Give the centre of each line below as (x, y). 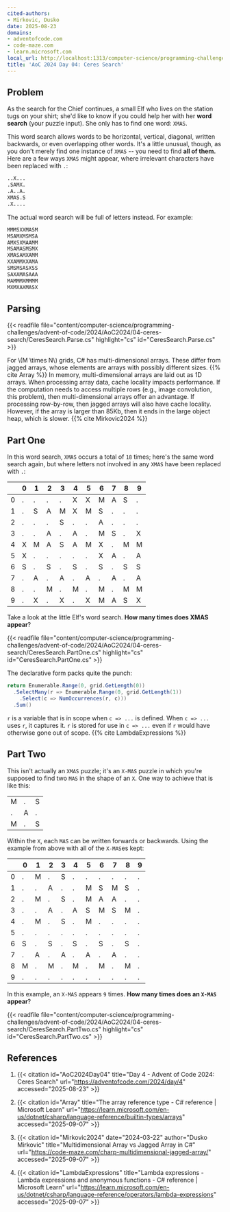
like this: (19, 785)
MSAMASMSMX (23, 249)
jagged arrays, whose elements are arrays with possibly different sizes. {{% (114, 367)
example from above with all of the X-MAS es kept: (76, 848)
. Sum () (23, 705)
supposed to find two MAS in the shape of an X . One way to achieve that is (110, 778)
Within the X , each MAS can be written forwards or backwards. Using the (108, 841)
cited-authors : (29, 13)
